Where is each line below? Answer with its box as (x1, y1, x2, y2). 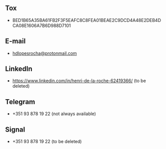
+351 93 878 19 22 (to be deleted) (12, 139, 82, 145)
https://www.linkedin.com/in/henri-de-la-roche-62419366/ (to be (12, 78, 146, 84)
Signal (5, 125, 25, 134)
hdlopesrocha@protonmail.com (12, 50, 77, 56)
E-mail (5, 37, 26, 45)
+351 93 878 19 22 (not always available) (12, 111, 96, 117)
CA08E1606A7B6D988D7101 (12, 22, 71, 28)
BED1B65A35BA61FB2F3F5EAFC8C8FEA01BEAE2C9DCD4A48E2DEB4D (12, 17, 162, 23)
